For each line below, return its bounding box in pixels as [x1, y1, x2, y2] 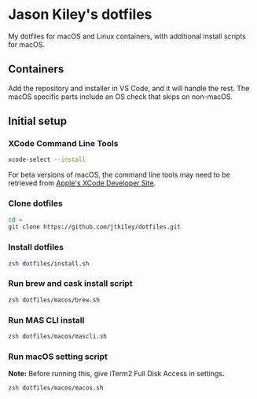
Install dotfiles [8, 242, 64, 253]
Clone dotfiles [8, 198, 63, 209]
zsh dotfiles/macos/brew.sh [8, 296, 101, 304]
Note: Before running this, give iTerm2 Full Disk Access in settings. [8, 369, 225, 379]
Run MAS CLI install [8, 314, 85, 325]
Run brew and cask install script [8, 278, 133, 289]
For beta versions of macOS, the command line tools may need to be [8, 170, 230, 180]
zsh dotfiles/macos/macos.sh [8, 384, 104, 392]
